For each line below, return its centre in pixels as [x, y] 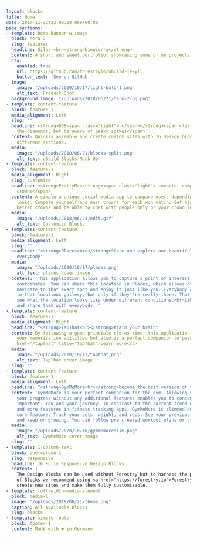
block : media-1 [30, 496]
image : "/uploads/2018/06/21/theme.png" [61, 501]
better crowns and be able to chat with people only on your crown [101, 208]
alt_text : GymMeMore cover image [57, 436]
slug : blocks [27, 513]
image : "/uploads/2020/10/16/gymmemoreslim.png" [77, 431]
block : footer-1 [31, 524]
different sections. [42, 142]
